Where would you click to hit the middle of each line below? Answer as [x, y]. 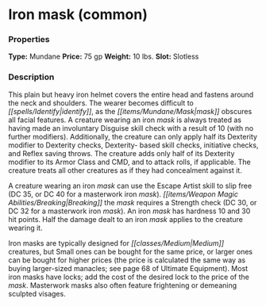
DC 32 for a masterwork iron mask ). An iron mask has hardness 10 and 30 [129, 211]
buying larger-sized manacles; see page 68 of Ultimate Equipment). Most [128, 268]
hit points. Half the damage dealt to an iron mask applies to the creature [126, 219]
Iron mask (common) [78, 15]
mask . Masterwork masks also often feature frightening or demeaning [123, 285]
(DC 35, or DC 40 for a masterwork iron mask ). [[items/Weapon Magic [123, 194]
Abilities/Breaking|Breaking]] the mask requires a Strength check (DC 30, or [133, 202]
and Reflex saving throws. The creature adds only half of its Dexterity [121, 153]
